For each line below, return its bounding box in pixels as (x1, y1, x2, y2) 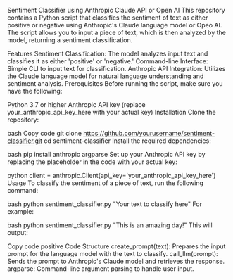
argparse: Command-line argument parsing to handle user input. (7, 265, 195, 273)
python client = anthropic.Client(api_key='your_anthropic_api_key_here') (7, 172, 216, 179)
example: (7, 208, 34, 215)
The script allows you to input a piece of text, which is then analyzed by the (7, 28, 227, 37)
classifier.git (7, 136, 43, 145)
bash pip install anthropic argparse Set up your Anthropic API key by (7, 151, 206, 158)
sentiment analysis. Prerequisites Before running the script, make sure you (7, 79, 223, 87)
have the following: (7, 87, 63, 95)
